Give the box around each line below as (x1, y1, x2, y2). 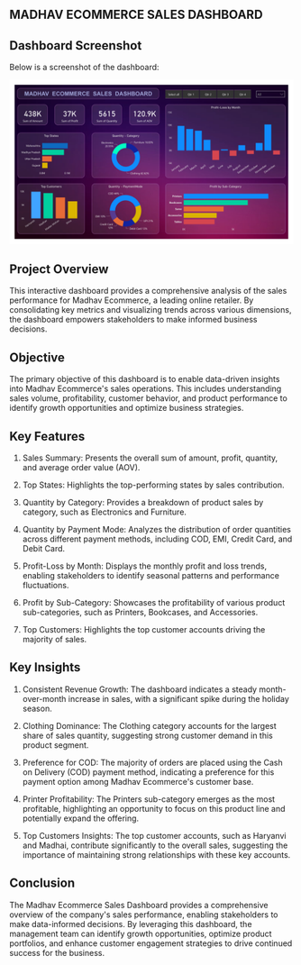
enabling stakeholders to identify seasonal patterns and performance (22, 570, 279, 581)
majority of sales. (22, 634, 87, 645)
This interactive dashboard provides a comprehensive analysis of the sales (9, 286, 287, 296)
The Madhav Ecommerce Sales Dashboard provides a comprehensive (9, 899, 269, 910)
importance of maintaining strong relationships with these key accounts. (22, 849, 291, 860)
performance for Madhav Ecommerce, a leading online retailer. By (9, 295, 254, 305)
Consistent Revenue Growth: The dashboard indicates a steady (22, 684, 258, 695)
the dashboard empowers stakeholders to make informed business (9, 314, 258, 325)
